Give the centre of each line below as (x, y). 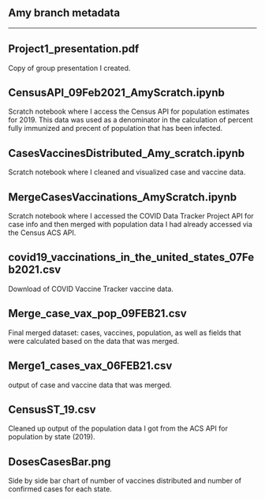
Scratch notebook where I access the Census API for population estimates (129, 112)
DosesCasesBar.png (60, 462)
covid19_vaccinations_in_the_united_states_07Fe (131, 257)
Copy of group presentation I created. (69, 68)
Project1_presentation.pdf (74, 49)
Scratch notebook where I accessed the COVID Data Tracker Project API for (131, 216)
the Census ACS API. (42, 233)
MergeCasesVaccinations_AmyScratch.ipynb (123, 197)
